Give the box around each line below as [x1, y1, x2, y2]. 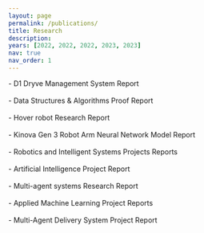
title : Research [8, 27, 62, 35]
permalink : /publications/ [8, 19, 98, 27]
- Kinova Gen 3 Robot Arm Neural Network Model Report [8, 129, 196, 139]
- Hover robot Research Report [8, 112, 110, 122]
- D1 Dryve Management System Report [8, 78, 139, 88]
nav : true [8, 49, 42, 57]
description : [8, 34, 52, 43]
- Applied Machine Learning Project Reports [8, 198, 154, 207]
